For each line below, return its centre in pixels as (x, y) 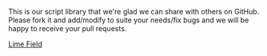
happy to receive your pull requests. (68, 28)
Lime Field (25, 44)
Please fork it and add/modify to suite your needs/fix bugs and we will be (129, 20)
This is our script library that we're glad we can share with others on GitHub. (134, 12)
